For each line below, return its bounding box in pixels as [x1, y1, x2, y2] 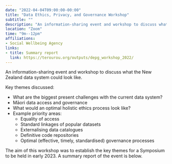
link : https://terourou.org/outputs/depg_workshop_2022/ [10, 55, 134, 60]
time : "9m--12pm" [5, 31, 42, 36]
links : [5, 45, 19, 51]
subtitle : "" [5, 17, 33, 22]
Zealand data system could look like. [5, 75, 83, 81]
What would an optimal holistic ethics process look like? [12, 105, 131, 111]
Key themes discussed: [5, 84, 55, 90]
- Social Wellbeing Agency [5, 41, 63, 46]
